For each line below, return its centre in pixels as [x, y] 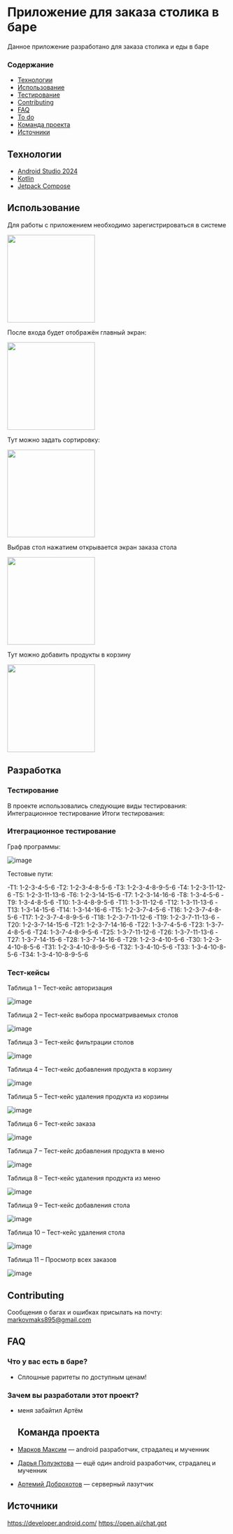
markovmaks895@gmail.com [49, 1319]
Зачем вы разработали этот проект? [73, 1395]
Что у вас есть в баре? [48, 1361]
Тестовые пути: [30, 873]
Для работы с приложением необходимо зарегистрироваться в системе [117, 224]
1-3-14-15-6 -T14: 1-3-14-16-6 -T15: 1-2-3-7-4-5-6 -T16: [101, 910]
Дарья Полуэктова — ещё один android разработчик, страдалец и [116, 1462]
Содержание [31, 65]
